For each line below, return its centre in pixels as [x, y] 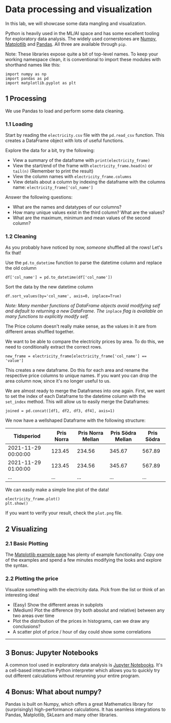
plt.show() [17, 504]
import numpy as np [26, 74]
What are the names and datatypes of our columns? [67, 207]
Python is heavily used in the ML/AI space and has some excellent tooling [82, 33]
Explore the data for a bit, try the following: [50, 151]
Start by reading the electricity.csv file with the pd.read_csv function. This [85, 135]
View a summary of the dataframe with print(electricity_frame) [81, 160]
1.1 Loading [19, 124]
